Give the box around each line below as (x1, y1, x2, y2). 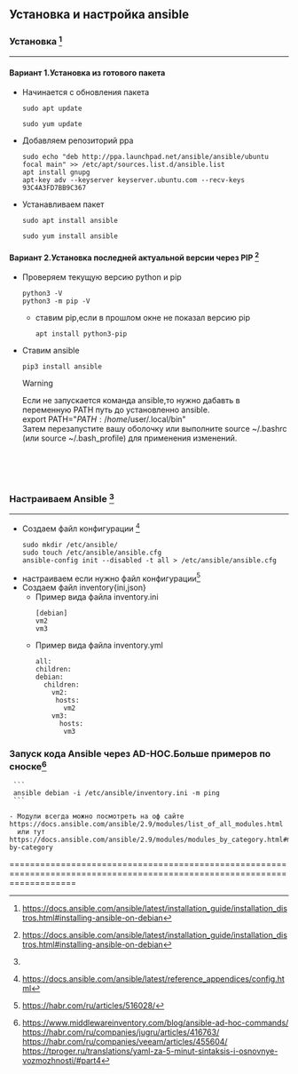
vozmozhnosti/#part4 (21, 1055, 102, 1066)
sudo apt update (21, 104, 82, 114)
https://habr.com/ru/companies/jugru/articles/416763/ (21, 1027, 220, 1038)
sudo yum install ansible (21, 232, 118, 241)
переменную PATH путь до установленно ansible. (21, 404, 210, 416)
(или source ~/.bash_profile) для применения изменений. (21, 433, 238, 443)
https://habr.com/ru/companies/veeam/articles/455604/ (21, 1037, 228, 1047)
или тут (17, 828, 46, 837)
